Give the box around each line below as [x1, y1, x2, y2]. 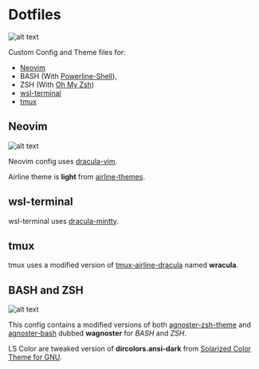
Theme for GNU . [8, 352, 62, 362]
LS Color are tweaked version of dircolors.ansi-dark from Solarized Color [8, 344, 252, 354]
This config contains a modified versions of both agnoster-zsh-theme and [8, 320, 251, 330]
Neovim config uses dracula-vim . [8, 156, 118, 166]
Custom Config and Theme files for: [8, 47, 126, 57]
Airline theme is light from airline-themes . [8, 171, 146, 181]
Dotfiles [8, 6, 61, 24]
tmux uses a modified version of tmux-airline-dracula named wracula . [8, 261, 239, 270]
